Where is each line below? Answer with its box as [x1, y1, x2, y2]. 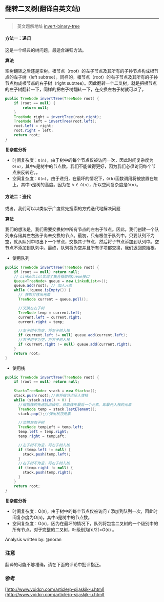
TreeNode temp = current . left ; [18, 310, 82, 315]
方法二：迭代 [5, 194, 31, 200]
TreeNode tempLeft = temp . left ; [18, 425, 84, 430]
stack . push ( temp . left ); [22, 451, 71, 457]
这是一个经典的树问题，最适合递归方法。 [5, 47, 86, 53]
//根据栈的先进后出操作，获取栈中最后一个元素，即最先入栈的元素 [18, 402, 132, 407]
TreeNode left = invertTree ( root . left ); [14, 119, 97, 124]
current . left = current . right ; [18, 315, 82, 320]
